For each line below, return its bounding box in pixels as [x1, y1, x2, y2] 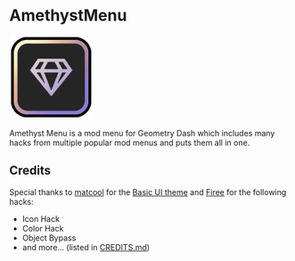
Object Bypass [21, 232, 77, 243]
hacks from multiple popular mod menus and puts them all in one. [9, 137, 250, 148]
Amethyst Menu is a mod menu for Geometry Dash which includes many [9, 127, 275, 138]
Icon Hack [21, 213, 61, 224]
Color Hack [21, 223, 64, 233]
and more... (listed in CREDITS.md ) [21, 241, 150, 252]
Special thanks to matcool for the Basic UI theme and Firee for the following [9, 186, 287, 197]
